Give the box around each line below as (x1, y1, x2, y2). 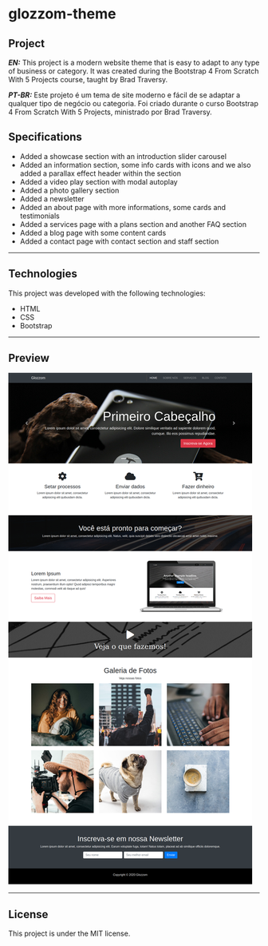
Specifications (8, 130, 82, 144)
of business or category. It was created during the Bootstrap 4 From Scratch (8, 66, 259, 76)
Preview (8, 352, 50, 365)
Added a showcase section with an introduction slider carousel (19, 151, 227, 161)
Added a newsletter (19, 193, 85, 204)
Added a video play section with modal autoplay (19, 177, 178, 186)
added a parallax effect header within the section (19, 169, 182, 178)
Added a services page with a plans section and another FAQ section (19, 219, 247, 229)
